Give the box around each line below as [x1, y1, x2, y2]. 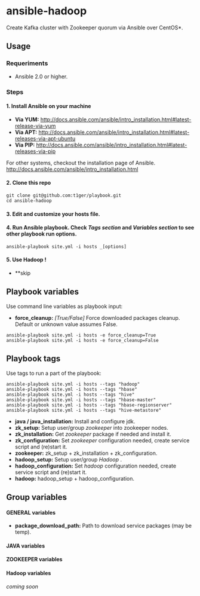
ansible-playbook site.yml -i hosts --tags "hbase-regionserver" [6, 402, 172, 408]
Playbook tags [6, 354, 61, 364]
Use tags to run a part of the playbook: [6, 369, 101, 377]
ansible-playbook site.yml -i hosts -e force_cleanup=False [6, 337, 159, 343]
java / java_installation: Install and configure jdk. [14, 417, 136, 425]
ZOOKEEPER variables [6, 556, 63, 563]
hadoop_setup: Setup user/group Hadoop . [14, 456, 122, 463]
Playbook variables [6, 287, 79, 297]
